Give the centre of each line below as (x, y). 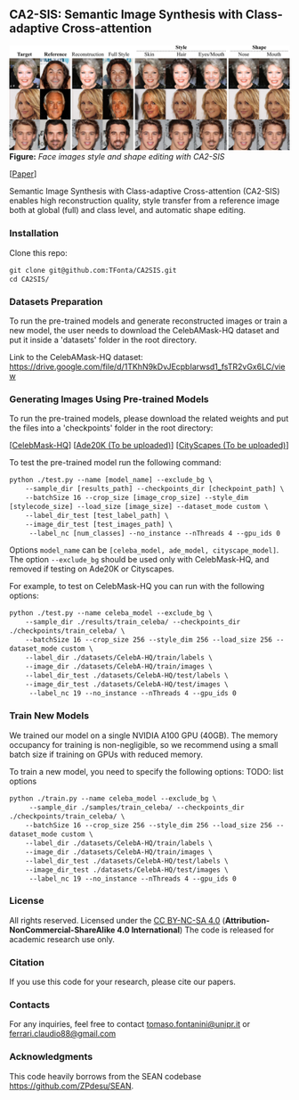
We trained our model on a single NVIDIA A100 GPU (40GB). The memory (144, 735)
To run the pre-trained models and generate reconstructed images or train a (148, 321)
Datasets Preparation (56, 301)
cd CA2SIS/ (29, 279)
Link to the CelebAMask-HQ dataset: (77, 357)
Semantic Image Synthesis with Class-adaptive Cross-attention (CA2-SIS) (145, 192)
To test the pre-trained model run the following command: (115, 463)
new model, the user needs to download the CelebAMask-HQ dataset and (145, 330)
